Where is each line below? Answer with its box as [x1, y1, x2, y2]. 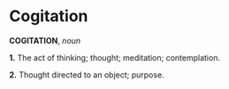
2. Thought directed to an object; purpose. [9, 69, 165, 80]
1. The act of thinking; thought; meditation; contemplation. [9, 52, 221, 63]
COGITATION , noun [9, 35, 81, 46]
